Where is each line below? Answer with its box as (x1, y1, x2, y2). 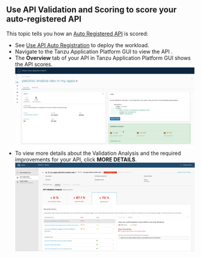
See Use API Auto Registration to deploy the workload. (14, 41, 150, 48)
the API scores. (14, 60, 53, 68)
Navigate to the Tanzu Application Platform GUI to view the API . (14, 48, 173, 55)
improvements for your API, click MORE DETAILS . (14, 155, 138, 163)
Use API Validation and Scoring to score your (6, 5, 177, 15)
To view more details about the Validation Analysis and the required (14, 149, 181, 157)
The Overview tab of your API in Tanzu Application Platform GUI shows (14, 54, 191, 62)
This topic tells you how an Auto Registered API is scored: (6, 30, 148, 37)
